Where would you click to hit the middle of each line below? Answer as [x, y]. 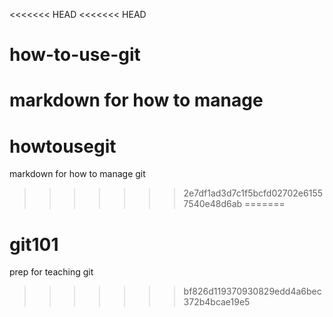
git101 [34, 244]
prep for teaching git [51, 272]
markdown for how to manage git [77, 174]
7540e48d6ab [213, 204]
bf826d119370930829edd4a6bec [252, 291]
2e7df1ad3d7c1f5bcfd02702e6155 [253, 193]
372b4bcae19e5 [217, 302]
